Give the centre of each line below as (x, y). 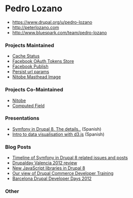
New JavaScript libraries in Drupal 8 (49, 168)
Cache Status (26, 56)
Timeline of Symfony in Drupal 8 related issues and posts (70, 158)
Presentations (22, 118)
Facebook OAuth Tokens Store (43, 61)
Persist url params (31, 72)
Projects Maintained (30, 45)
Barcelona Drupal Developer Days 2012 (52, 179)
